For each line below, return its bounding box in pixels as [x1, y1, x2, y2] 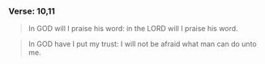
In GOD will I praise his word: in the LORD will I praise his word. [28, 24, 238, 34]
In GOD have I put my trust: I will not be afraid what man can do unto [28, 39, 257, 49]
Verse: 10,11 [8, 6, 55, 17]
